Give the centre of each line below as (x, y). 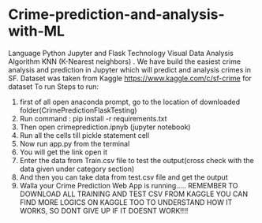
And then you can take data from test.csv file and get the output (124, 177)
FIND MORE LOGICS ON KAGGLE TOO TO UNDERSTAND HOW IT (126, 202)
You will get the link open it (64, 152)
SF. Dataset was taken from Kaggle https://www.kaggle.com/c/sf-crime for (130, 78)
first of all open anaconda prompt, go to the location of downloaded (130, 102)
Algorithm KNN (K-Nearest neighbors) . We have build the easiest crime (125, 61)
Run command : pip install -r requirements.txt (93, 118)
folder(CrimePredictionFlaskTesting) (78, 110)
